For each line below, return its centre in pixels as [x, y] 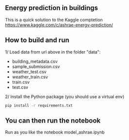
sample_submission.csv [36, 66]
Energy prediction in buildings [52, 8]
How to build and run [37, 40]
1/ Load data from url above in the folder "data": [53, 52]
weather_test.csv [29, 71]
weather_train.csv [30, 77]
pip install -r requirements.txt [39, 105]
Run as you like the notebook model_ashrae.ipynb [55, 132]
